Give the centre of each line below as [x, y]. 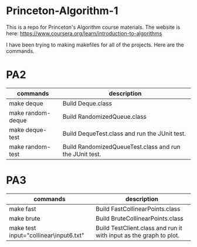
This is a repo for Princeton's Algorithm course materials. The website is [93, 27]
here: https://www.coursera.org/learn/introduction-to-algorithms [84, 33]
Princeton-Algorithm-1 [62, 11]
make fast [23, 209]
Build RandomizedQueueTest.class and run [121, 146]
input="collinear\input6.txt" [47, 235]
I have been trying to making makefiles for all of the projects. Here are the [95, 45]
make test [23, 228]
